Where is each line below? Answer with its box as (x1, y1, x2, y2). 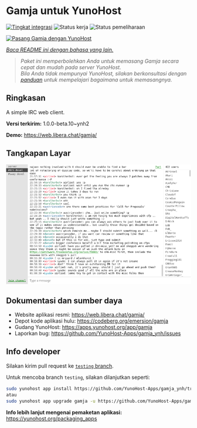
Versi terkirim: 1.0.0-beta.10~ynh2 (6, 120, 90, 127)
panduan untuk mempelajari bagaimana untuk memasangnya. (20, 76, 172, 83)
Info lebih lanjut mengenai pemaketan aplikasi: (6, 409, 122, 416)
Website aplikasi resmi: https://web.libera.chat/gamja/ (14, 311, 145, 319)
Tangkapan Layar (6, 148, 71, 159)
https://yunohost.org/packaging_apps (6, 415, 97, 422)
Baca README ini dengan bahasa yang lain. (6, 46, 114, 53)
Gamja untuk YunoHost (6, 4, 122, 18)
